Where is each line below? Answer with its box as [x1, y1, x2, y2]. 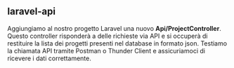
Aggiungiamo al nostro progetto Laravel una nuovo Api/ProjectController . [7, 24, 221, 32]
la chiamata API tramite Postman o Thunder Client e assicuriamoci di [7, 46, 206, 55]
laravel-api [7, 6, 56, 18]
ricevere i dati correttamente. [7, 54, 91, 62]
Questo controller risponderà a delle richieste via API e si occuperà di [7, 32, 208, 40]
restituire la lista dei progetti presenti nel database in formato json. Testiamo [7, 39, 227, 48]
